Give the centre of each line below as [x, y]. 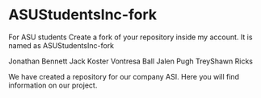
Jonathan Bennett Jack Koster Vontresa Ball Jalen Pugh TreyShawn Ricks [130, 61]
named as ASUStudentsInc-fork [61, 45]
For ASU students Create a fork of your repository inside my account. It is [130, 37]
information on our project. [53, 85]
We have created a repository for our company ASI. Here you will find [124, 76]
